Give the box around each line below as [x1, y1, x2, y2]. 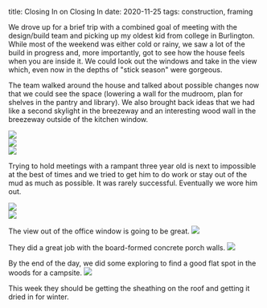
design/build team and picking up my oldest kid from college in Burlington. [8, 31, 255, 40]
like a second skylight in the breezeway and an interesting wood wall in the [8, 106, 257, 115]
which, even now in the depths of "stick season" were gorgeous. [8, 65, 223, 75]
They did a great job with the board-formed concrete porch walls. [8, 243, 226, 252]
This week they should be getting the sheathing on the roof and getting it [8, 284, 250, 293]
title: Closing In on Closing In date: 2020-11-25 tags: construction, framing [8, 7, 253, 16]
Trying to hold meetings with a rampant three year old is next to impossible [8, 161, 257, 171]
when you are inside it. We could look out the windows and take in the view [8, 56, 257, 66]
